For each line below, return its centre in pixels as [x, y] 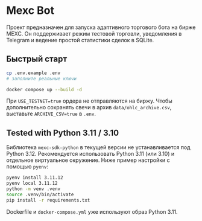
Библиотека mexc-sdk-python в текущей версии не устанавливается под [99, 147]
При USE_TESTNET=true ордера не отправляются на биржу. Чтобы [90, 101]
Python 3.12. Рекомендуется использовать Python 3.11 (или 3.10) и [90, 154]
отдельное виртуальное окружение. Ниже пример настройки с [88, 160]
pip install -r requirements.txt [48, 200]
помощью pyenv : [27, 167]
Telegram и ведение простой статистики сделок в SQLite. [80, 40]
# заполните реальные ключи [42, 78]
